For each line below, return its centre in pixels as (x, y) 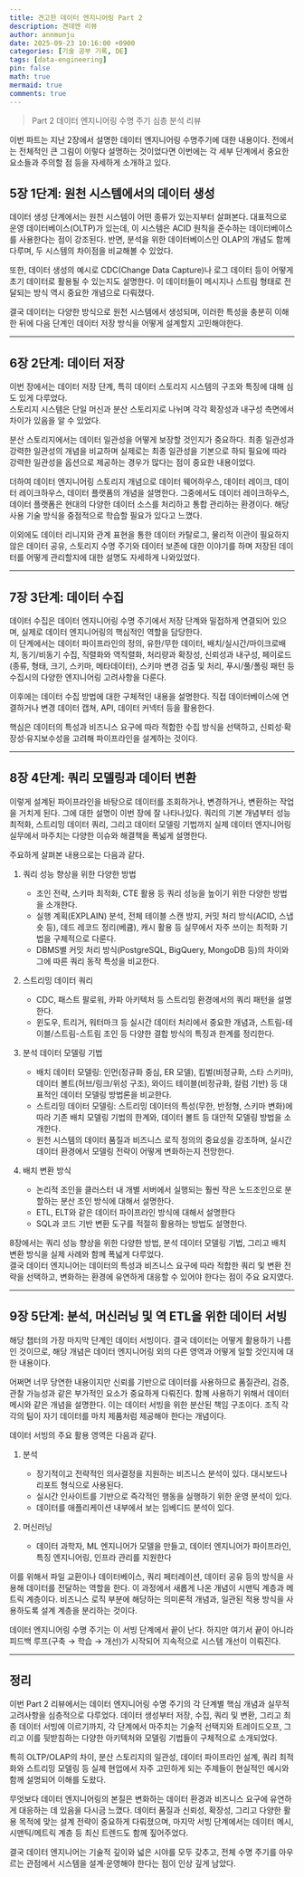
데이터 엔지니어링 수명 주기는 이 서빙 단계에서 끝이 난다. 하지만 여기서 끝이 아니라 (152, 1629)
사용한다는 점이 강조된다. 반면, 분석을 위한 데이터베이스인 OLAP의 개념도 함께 (155, 240)
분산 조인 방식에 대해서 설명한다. (117, 1201)
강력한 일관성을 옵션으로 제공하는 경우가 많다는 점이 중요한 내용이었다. (133, 462)
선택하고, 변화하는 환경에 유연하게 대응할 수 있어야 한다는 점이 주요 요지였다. (160, 1276)
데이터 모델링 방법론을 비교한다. (116, 1094)
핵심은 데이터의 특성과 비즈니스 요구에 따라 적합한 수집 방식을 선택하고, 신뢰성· (147, 727)
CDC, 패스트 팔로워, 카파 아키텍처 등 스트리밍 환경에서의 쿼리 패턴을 (156, 999)
